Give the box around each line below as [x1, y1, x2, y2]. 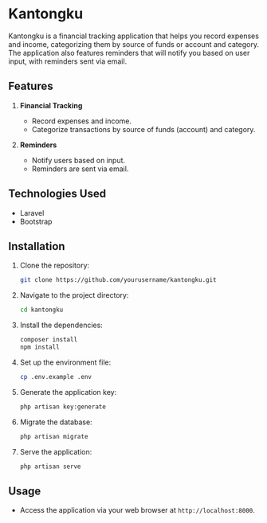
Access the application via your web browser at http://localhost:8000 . [19, 505, 255, 515]
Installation [8, 240, 65, 253]
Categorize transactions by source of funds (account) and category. [31, 124, 256, 134]
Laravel [19, 208, 45, 217]
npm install [19, 343, 60, 351]
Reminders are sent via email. [31, 164, 129, 174]
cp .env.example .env [19, 373, 92, 381]
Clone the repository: [19, 260, 90, 271]
